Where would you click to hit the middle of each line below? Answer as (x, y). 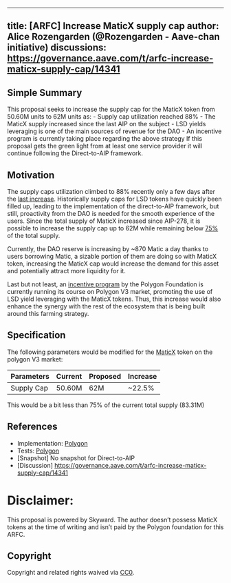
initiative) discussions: (57, 48)
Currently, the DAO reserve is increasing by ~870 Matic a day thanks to (108, 249)
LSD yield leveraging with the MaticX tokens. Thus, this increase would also (114, 299)
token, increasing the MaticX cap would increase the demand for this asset (113, 264)
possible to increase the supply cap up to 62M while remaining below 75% (113, 228)
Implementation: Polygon (52, 443)
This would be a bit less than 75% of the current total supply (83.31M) (106, 405)
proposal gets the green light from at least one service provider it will (105, 146)
